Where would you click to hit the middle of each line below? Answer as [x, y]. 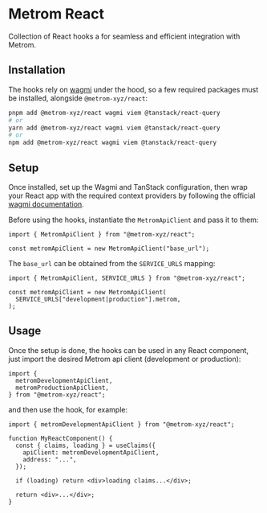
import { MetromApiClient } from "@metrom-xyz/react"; [102, 234]
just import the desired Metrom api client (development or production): [125, 359]
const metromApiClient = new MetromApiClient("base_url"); [109, 248]
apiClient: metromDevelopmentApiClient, [91, 452]
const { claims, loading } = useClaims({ [86, 445]
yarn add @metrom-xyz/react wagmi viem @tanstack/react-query [114, 128]
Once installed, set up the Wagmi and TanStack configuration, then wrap [128, 187]
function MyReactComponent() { [61, 438]
